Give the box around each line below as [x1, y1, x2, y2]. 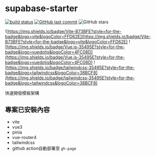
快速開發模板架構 [5, 90, 39, 96]
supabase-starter [5, 3, 78, 14]
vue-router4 [12, 134, 37, 140]
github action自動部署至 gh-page [12, 145, 76, 151]
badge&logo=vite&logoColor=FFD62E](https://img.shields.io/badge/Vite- [5, 34, 151, 39]
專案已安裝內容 [5, 105, 50, 114]
